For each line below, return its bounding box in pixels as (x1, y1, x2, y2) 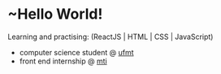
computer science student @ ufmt (19, 47, 134, 57)
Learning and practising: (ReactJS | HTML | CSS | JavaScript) (7, 32, 214, 41)
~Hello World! (7, 5, 103, 24)
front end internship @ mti (19, 56, 107, 66)
